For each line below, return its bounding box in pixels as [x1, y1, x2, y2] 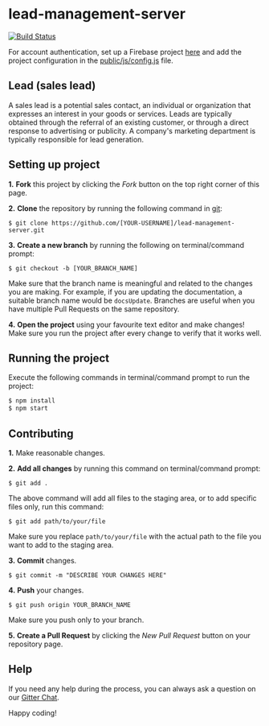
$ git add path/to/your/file [8, 517, 106, 526]
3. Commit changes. [8, 555, 77, 565]
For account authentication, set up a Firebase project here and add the [8, 47, 243, 56]
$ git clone [8, 219, 48, 227]
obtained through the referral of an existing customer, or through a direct [8, 118, 249, 127]
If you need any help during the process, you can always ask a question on [8, 683, 256, 693]
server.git [8, 226, 45, 234]
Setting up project [8, 158, 100, 171]
